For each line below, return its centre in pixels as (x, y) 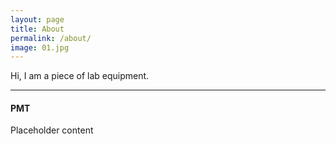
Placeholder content (52, 130)
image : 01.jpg (40, 47)
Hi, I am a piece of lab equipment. (80, 76)
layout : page (37, 19)
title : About (37, 29)
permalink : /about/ (51, 38)
